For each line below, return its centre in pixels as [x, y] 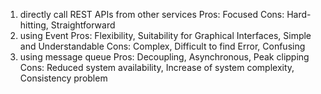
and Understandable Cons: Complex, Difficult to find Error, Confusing [162, 46]
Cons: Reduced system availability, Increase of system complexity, [157, 67]
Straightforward [83, 25]
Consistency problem [63, 78]
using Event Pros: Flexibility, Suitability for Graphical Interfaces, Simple [165, 35]
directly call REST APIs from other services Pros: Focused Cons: [152, 14]
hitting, [34, 25]
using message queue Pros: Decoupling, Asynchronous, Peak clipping [164, 57]
